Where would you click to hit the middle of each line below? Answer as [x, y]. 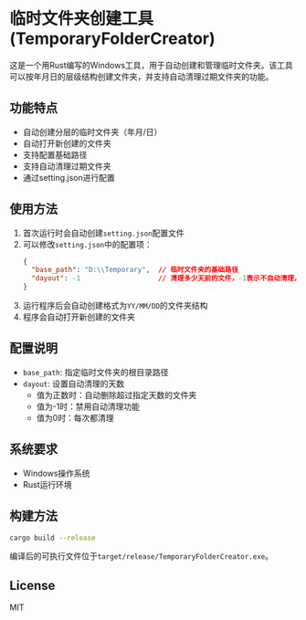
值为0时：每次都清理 [75, 417]
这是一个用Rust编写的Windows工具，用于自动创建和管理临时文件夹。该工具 [152, 65]
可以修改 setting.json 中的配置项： [87, 244]
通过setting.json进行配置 [69, 177]
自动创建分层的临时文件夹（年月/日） [92, 131]
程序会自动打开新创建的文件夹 [79, 317]
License [32, 585]
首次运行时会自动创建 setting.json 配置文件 [103, 233]
